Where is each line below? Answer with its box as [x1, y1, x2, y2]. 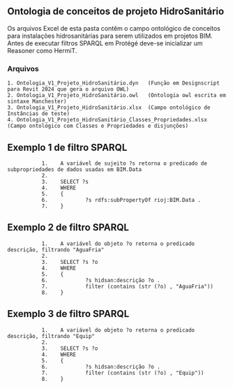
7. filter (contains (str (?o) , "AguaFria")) [41, 283, 214, 290]
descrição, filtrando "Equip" [7, 332, 96, 339]
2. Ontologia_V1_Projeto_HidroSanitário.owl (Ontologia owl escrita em [7, 92, 227, 99]
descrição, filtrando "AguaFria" [7, 246, 105, 254]
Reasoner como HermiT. [7, 46, 77, 54]
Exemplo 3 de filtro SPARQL [7, 308, 130, 320]
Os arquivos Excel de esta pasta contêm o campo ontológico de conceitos [7, 24, 221, 32]
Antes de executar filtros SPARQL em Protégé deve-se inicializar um [7, 38, 204, 47]
